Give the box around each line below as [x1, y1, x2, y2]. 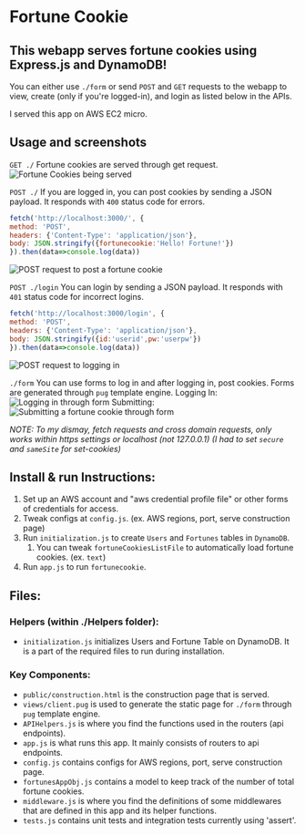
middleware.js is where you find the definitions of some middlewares [22, 796, 282, 807]
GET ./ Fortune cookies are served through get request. [9, 159, 219, 170]
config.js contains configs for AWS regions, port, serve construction [22, 757, 283, 768]
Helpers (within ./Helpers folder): [9, 615, 159, 628]
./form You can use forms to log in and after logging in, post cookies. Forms [9, 376, 295, 388]
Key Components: [9, 668, 91, 681]
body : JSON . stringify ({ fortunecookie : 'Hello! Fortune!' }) [9, 239, 234, 248]
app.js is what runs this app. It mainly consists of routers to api [22, 737, 259, 748]
